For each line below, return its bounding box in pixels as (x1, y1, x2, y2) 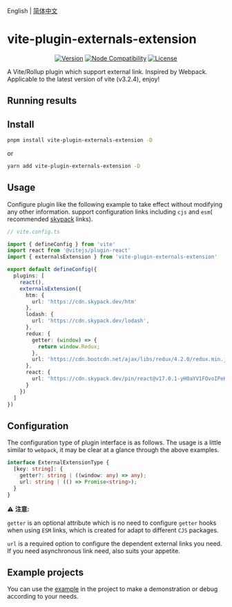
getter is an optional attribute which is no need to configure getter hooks (7, 519, 217, 527)
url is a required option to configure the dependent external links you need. (7, 539, 222, 548)
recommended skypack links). (7, 214, 93, 223)
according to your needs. (7, 592, 79, 601)
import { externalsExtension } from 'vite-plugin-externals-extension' (7, 254, 217, 261)
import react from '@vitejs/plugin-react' (7, 247, 131, 254)
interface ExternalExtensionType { (7, 459, 110, 466)
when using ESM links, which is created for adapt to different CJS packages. (7, 525, 219, 534)
